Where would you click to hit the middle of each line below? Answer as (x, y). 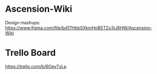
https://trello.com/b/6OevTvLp (36, 66)
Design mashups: (23, 23)
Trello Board (31, 53)
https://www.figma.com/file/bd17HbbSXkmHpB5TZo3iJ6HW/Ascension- (79, 27)
